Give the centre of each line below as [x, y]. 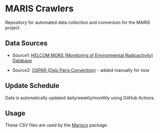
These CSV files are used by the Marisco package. [57, 125]
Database [22, 61]
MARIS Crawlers [40, 9]
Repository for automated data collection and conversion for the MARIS [78, 22]
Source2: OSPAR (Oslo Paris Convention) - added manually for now [81, 70]
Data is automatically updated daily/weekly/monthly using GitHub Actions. [80, 98]
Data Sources [26, 43]
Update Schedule [32, 86]
